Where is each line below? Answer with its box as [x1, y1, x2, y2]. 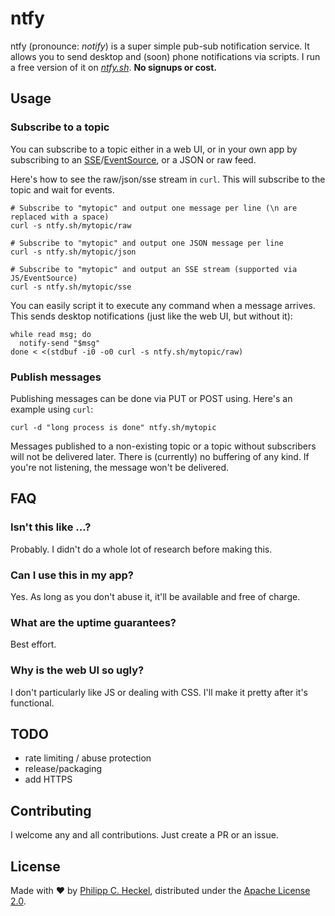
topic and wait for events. [10, 183, 115, 196]
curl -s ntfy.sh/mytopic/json [10, 247, 137, 257]
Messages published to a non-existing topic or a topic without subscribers [10, 440, 317, 452]
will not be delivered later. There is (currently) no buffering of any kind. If [10, 450, 310, 462]
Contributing [10, 802, 92, 819]
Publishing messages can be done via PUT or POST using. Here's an [10, 392, 293, 404]
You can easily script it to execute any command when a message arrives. [10, 299, 316, 311]
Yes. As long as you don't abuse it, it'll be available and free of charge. [10, 590, 301, 602]
